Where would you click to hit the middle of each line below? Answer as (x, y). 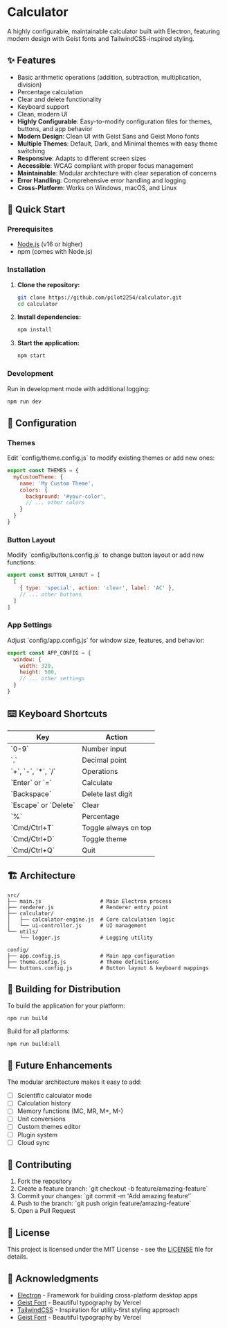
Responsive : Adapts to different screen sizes (82, 158)
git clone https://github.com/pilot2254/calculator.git (99, 297)
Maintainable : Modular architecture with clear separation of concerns (117, 173)
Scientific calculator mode (54, 1096)
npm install (34, 330)
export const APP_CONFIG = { (49, 653)
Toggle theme (104, 838)
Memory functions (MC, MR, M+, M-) (70, 1111)
